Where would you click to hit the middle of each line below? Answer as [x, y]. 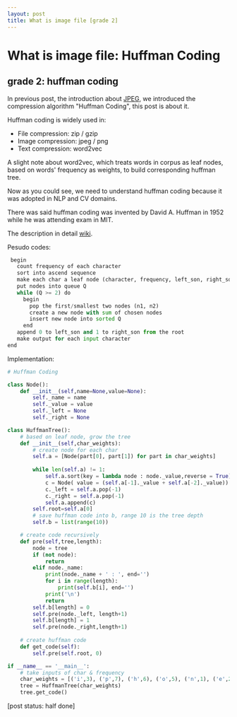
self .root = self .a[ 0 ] [63, 509]
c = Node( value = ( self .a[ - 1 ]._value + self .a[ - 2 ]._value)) [137, 483]
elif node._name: [58, 568]
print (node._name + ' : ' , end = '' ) [97, 575]
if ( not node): [55, 555]
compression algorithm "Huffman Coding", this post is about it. [98, 106]
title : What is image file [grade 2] [63, 21]
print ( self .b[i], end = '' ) [96, 588]
